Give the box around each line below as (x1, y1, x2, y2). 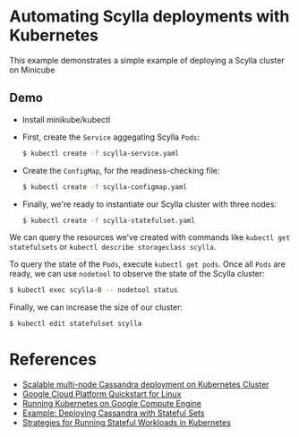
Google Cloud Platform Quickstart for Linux (21, 389, 182, 399)
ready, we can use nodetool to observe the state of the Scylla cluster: (9, 269, 266, 279)
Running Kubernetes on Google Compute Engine (21, 398, 201, 409)
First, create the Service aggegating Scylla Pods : (21, 132, 200, 142)
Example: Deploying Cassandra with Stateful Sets (21, 407, 205, 418)
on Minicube (9, 64, 56, 75)
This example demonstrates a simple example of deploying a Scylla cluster (9, 55, 285, 65)
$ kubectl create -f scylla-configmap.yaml (21, 182, 188, 192)
